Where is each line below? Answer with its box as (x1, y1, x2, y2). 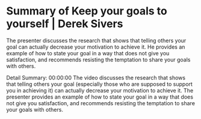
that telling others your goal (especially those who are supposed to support (6, 80, 193, 88)
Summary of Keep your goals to (6, 4, 167, 18)
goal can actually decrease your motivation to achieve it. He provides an (6, 43, 185, 50)
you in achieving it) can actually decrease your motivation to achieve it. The (6, 87, 194, 94)
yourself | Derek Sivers (6, 17, 123, 31)
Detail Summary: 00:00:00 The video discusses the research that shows (6, 74, 185, 81)
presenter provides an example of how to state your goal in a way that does (6, 93, 194, 100)
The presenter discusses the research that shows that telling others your (6, 37, 187, 44)
